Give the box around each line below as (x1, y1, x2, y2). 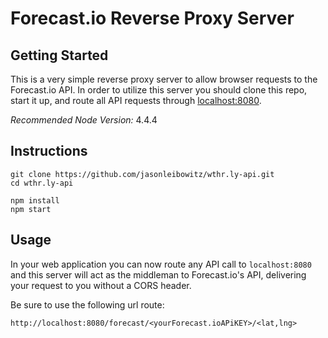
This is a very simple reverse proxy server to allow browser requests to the (10, 73, 318, 85)
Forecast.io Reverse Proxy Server (10, 7, 295, 30)
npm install (10, 195, 60, 206)
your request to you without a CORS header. (10, 279, 192, 291)
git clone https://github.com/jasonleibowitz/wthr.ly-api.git (10, 169, 275, 179)
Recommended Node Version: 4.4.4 (10, 114, 158, 126)
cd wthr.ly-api (10, 178, 74, 188)
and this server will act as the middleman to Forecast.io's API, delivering (10, 268, 307, 281)
